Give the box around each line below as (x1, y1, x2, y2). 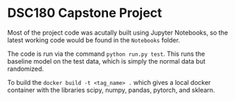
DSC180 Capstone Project (7, 5, 162, 21)
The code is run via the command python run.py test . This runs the (7, 49, 205, 58)
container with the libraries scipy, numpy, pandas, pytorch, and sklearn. (7, 85, 215, 94)
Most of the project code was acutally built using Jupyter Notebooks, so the (7, 28, 228, 37)
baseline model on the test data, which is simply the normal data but (7, 57, 206, 65)
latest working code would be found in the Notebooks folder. (7, 35, 181, 44)
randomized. (7, 64, 44, 73)
